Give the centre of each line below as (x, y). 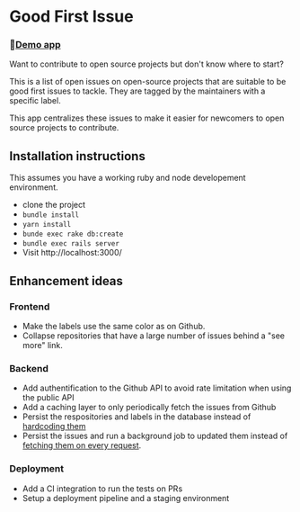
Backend (29, 368)
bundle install (51, 215)
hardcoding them (54, 427)
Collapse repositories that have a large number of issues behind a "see (154, 336)
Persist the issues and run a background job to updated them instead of (155, 436)
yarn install (47, 225)
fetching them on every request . (82, 445)
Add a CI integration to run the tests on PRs (102, 489)
